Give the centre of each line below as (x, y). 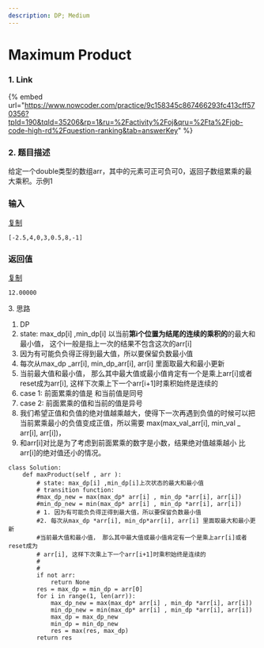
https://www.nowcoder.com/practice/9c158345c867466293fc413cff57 (140, 105)
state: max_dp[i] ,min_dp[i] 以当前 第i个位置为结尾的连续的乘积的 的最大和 (137, 334)
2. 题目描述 (29, 153)
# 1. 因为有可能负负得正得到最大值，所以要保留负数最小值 (119, 512)
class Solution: (35, 468)
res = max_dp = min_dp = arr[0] (90, 589)
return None (70, 582)
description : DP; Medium (49, 15)
